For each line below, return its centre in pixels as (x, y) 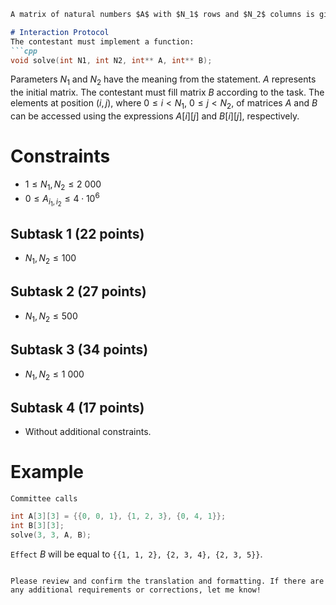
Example (47, 472)
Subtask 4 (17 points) (77, 407)
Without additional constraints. (88, 432)
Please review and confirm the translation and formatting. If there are (167, 581)
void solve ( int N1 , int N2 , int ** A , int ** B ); (111, 60)
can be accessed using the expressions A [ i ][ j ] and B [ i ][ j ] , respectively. (155, 116)
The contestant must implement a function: (102, 41)
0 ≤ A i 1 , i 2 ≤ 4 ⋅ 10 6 (62, 200)
